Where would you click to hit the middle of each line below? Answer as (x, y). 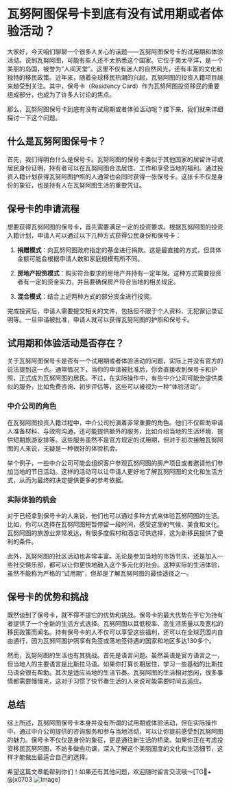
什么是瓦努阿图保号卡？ (57, 142)
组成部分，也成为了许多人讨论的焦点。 (61, 94)
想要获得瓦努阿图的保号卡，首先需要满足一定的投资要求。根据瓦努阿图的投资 (115, 227)
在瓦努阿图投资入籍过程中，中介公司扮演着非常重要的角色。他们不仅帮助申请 (115, 422)
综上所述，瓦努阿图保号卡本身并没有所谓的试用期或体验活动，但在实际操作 (112, 723)
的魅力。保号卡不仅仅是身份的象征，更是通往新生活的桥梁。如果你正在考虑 (112, 740)
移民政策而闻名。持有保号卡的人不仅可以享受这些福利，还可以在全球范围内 (112, 632)
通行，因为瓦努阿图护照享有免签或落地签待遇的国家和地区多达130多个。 (114, 640)
